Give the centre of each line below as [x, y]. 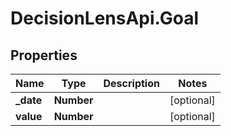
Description [131, 83]
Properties [44, 55]
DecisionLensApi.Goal [105, 18]
